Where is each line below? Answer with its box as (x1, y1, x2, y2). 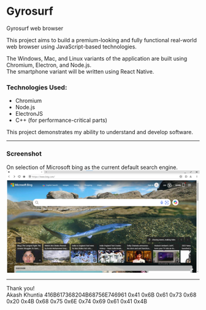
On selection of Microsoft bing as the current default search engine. (6, 164, 178, 171)
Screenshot (6, 149, 42, 158)
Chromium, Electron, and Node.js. (6, 61, 92, 69)
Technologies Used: (6, 83, 67, 91)
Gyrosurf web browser (6, 25, 63, 32)
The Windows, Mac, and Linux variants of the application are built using (6, 55, 188, 62)
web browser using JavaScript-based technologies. (6, 43, 137, 50)
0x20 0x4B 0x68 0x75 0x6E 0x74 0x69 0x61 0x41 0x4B (6, 298, 147, 305)
